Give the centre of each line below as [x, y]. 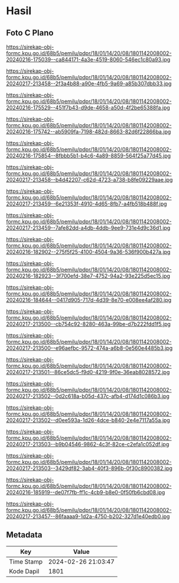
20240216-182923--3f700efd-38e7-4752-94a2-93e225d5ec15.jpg [88, 276]
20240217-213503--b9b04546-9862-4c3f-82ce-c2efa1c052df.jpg [88, 444]
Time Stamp [26, 562]
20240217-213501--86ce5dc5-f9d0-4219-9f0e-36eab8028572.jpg [88, 372]
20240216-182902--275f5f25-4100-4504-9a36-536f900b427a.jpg [88, 252]
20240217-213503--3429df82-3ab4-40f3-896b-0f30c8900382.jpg [89, 468]
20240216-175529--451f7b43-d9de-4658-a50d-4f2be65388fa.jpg [88, 107]
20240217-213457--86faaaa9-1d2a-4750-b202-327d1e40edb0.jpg [88, 516]
